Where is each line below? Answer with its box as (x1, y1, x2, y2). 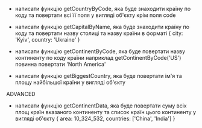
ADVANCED (6, 91, 36, 97)
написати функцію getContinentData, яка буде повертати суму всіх (14, 102, 187, 109)
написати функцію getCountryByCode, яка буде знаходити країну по (14, 5, 191, 12)
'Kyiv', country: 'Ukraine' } (14, 36, 80, 43)
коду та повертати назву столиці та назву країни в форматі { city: (14, 30, 183, 37)
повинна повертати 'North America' (14, 60, 106, 68)
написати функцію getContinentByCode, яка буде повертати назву (14, 48, 186, 55)
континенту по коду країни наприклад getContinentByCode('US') (14, 54, 181, 61)
